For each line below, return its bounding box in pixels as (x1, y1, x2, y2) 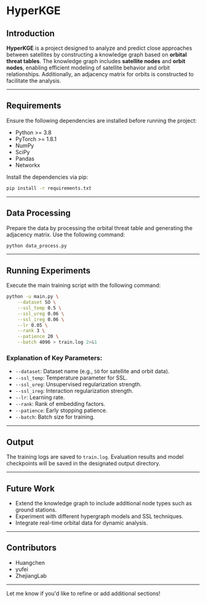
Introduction (6, 28, 55, 39)
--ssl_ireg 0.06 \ (17, 316, 64, 322)
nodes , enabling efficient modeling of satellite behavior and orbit (6, 64, 170, 71)
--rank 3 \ (17, 328, 45, 334)
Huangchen (15, 559, 45, 566)
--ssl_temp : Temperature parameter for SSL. (15, 374, 128, 381)
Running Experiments (6, 265, 91, 276)
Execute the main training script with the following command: (6, 282, 161, 289)
